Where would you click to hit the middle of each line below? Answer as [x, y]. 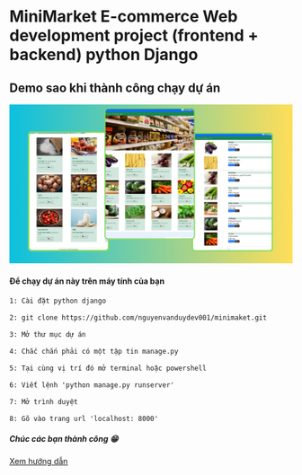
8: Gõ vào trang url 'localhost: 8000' [84, 419]
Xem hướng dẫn [39, 462]
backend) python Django [104, 55]
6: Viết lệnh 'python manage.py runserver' [92, 385]
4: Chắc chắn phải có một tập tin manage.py [94, 352]
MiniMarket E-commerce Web [124, 17]
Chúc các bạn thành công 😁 [64, 438]
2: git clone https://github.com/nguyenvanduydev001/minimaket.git [138, 318]
